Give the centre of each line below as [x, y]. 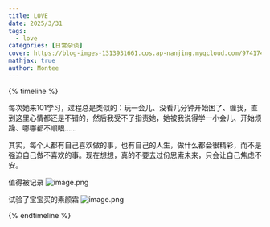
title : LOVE [28, 16]
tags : [17, 31]
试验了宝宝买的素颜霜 [43, 199]
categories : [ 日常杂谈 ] [45, 46]
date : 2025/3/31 [35, 23]
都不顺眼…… [57, 128]
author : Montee [34, 68]
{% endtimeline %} [40, 215]
